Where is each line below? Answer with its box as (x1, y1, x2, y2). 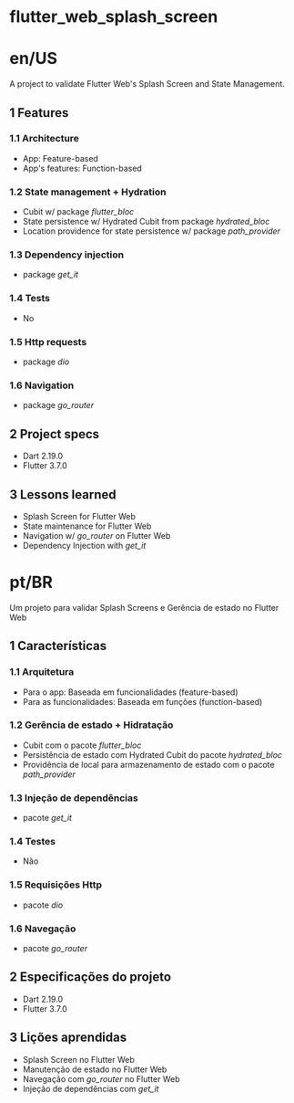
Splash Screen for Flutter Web (22, 510, 137, 521)
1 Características (9, 638, 107, 654)
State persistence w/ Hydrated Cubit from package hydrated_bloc (22, 216, 270, 227)
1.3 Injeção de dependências (9, 792, 138, 804)
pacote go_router (22, 943, 88, 954)
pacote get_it (22, 813, 73, 824)
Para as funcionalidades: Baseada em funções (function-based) (22, 696, 263, 707)
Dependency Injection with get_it (22, 540, 147, 551)
